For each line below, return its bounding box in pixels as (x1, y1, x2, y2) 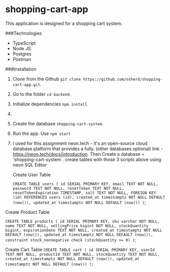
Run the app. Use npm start (12, 130, 71, 137)
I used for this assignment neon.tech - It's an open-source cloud (12, 140, 148, 146)
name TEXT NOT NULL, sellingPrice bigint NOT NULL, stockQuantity (5, 223, 149, 228)
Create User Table (12, 172, 51, 178)
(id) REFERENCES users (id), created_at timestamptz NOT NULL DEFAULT (12, 194, 165, 200)
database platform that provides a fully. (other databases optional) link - (12, 146, 163, 152)
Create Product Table (5, 209, 50, 215)
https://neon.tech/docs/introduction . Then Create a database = (12, 151, 145, 157)
